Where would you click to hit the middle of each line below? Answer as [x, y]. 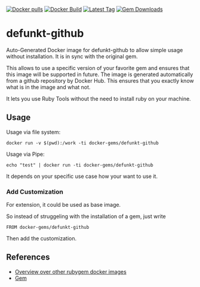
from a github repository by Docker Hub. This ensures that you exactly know [100, 80]
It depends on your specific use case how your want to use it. [82, 176]
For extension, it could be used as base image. [64, 205]
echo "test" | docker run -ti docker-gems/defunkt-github [80, 165]
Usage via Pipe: [25, 154]
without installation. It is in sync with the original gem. [72, 56]
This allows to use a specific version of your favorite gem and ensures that [98, 68]
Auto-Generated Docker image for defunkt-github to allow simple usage [95, 50]
